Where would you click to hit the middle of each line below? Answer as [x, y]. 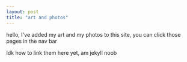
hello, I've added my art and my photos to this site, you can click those [93, 34]
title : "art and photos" [37, 17]
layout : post [23, 12]
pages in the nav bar [32, 41]
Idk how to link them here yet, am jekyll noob [62, 52]
